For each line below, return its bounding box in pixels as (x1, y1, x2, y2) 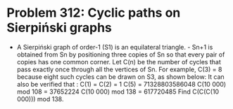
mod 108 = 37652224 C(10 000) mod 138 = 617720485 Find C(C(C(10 (16, 87, 220, 96)
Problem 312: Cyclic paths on (6, 5, 181, 21)
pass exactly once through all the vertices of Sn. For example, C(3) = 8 (16, 65, 222, 73)
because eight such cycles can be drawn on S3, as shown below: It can (16, 72, 225, 81)
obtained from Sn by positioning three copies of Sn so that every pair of (16, 50, 225, 59)
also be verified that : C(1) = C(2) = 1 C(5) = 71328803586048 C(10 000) (16, 80, 227, 88)
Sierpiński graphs (6, 20, 112, 36)
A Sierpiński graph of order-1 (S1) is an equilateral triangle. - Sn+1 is (16, 43, 213, 51)
